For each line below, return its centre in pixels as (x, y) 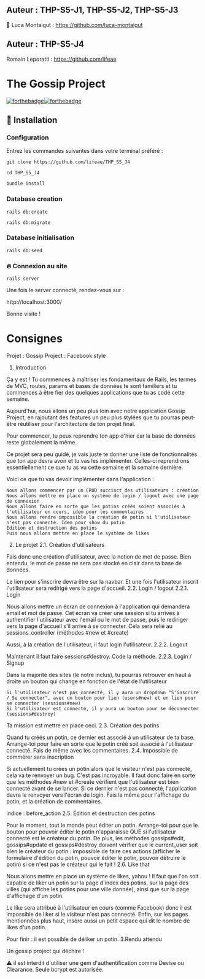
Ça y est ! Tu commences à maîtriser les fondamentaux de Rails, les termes (101, 379)
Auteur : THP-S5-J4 (45, 44)
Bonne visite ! (24, 314)
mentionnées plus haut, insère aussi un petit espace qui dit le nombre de (98, 921)
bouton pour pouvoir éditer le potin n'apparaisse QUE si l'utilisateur (91, 832)
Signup (15, 663)
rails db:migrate (29, 222)
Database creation (34, 199)
